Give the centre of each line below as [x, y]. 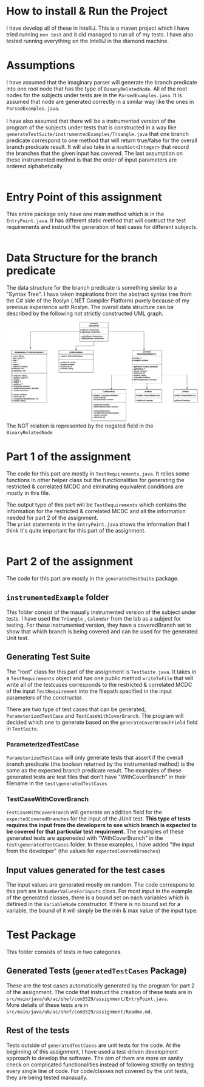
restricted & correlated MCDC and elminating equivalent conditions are [95, 486]
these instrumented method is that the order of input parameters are [92, 160]
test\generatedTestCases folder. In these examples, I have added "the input [100, 845]
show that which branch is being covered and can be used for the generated [102, 631]
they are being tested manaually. [47, 1077]
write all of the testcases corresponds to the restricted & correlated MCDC [99, 684]
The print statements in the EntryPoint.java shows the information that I [98, 524]
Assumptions [41, 66]
